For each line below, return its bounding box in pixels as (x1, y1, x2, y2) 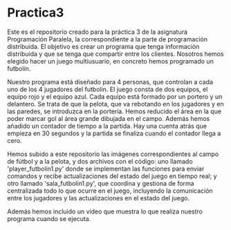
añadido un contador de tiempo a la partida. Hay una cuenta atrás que (7, 122, 207, 130)
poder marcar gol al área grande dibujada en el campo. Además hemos (7, 114, 210, 122)
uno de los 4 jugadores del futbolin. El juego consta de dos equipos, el (7, 85, 208, 93)
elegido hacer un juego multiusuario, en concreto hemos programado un (7, 57, 214, 65)
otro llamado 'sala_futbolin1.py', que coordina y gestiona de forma (7, 179, 195, 187)
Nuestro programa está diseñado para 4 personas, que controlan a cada (7, 77, 213, 86)
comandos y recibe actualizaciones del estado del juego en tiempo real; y (7, 171, 217, 180)
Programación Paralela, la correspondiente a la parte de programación (7, 35, 207, 43)
